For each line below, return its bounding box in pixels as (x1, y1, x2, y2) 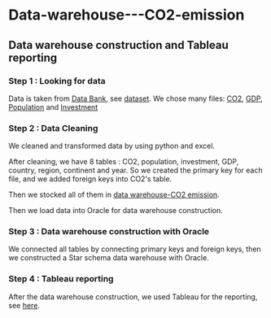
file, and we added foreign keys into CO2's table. (8, 174, 173, 184)
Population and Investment (8, 102, 98, 111)
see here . (8, 300, 41, 310)
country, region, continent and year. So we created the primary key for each (8, 165, 263, 176)
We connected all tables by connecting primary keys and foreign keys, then (8, 244, 262, 254)
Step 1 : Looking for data (8, 75, 106, 86)
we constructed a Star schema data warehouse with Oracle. (8, 253, 209, 263)
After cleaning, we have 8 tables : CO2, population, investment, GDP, (8, 157, 239, 167)
